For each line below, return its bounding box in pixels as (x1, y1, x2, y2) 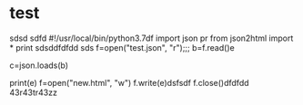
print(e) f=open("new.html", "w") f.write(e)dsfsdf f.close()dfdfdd (9, 77, 249, 88)
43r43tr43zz (9, 87, 57, 98)
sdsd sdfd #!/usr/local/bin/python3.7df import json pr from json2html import (9, 33, 294, 43)
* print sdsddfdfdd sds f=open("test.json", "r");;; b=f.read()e (9, 42, 235, 52)
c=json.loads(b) (9, 60, 69, 71)
